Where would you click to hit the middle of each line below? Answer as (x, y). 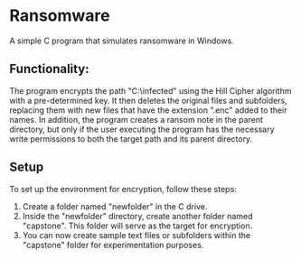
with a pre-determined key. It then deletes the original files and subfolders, (148, 100)
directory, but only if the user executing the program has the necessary (142, 129)
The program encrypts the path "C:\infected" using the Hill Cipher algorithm (150, 90)
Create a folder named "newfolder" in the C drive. (115, 206)
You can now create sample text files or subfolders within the (136, 235)
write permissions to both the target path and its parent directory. (131, 139)
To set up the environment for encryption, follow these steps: (123, 189)
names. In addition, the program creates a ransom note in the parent (136, 119)
